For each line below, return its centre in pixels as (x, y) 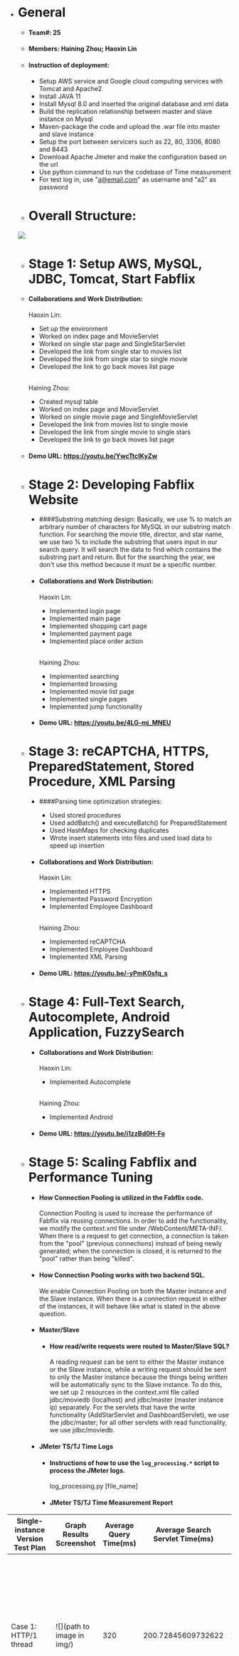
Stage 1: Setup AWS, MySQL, (115, 264)
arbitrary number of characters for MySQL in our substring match (135, 527)
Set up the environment (73, 328)
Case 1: (24, 1627)
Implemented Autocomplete (90, 1082)
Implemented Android (81, 1117)
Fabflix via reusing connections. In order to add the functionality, (133, 1221)
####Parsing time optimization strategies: (100, 801)
